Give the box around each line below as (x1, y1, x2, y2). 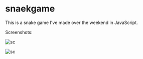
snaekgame (5, 3, 55, 14)
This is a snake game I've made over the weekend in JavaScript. (5, 19, 138, 25)
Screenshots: (5, 29, 33, 35)
